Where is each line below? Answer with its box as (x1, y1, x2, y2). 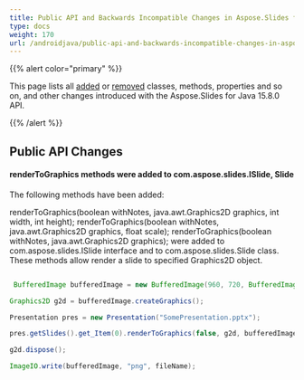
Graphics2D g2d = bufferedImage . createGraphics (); (9, 296, 204, 306)
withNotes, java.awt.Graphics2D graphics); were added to (9, 235, 225, 246)
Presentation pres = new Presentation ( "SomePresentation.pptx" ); (9, 313, 261, 322)
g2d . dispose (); (9, 346, 67, 355)
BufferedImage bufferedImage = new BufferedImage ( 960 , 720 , (13, 280, 245, 290)
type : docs (9, 22, 51, 31)
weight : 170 (9, 30, 54, 39)
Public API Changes (9, 144, 124, 159)
